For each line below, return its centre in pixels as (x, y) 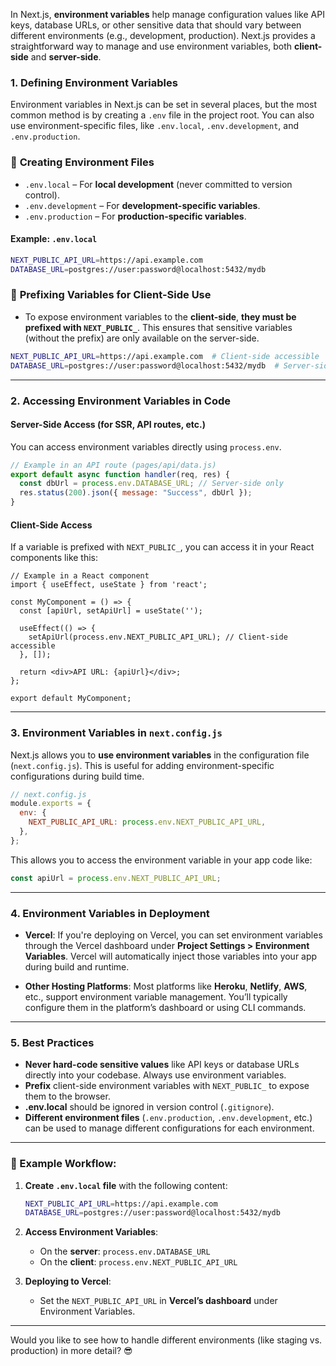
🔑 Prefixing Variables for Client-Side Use (111, 295)
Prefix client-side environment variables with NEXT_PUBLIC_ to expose (167, 1086)
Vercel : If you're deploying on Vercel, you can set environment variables (173, 935)
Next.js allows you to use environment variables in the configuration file (160, 755)
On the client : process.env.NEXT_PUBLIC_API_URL (138, 1262)
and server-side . (66, 57)
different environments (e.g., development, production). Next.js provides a (163, 35)
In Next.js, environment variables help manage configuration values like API (167, 14)
